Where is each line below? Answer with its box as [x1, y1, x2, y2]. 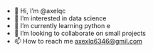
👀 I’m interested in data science [14, 14, 107, 22]
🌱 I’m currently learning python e [14, 22, 110, 30]
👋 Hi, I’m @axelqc [14, 7, 66, 15]
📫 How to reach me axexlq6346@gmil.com [14, 37, 142, 45]
